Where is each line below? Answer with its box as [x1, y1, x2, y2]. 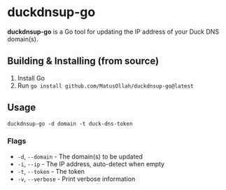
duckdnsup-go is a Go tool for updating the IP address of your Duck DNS [7, 27, 219, 36]
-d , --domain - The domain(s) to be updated [17, 152, 143, 161]
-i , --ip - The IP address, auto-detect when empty [17, 159, 165, 168]
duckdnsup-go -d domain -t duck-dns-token [7, 120, 133, 127]
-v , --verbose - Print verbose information [17, 175, 136, 183]
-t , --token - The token [17, 167, 85, 175]
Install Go [17, 74, 45, 82]
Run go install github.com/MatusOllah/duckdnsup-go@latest [17, 81, 194, 90]
